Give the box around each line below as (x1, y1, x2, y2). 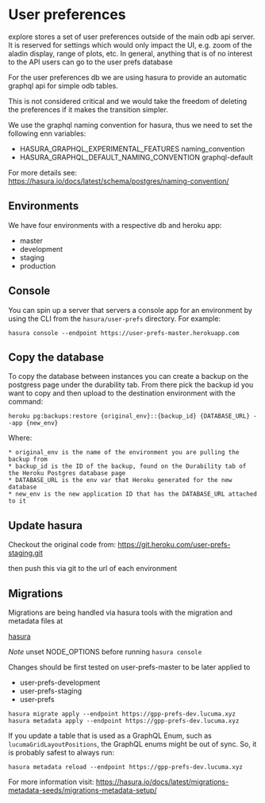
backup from (8, 455, 48, 464)
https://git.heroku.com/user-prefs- (117, 540, 231, 550)
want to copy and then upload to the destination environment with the (8, 388, 236, 398)
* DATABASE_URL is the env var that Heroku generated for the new (8, 477, 232, 485)
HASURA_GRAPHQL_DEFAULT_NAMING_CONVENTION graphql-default (19, 152, 254, 162)
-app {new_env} (8, 419, 59, 427)
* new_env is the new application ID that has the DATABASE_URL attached (8, 490, 258, 498)
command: (8, 397, 44, 407)
